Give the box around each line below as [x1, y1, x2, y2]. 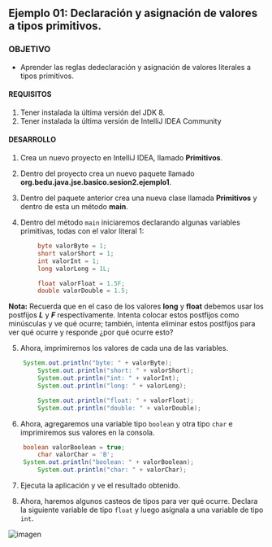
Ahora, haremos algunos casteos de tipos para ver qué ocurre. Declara [19, 497, 258, 506]
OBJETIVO [8, 44, 51, 55]
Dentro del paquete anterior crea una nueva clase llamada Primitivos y [19, 193, 257, 203]
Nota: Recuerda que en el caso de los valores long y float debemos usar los [8, 301, 264, 312]
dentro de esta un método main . [19, 202, 128, 212]
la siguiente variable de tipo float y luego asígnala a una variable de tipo [19, 505, 264, 515]
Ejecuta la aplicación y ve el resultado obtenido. [19, 480, 180, 491]
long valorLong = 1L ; [37, 265, 111, 273]
